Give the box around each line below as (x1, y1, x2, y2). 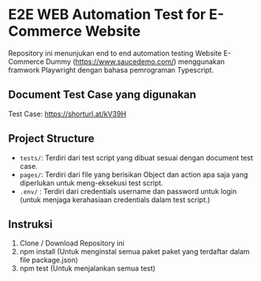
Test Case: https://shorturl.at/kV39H (8, 109, 127, 118)
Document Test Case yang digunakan (8, 88, 197, 102)
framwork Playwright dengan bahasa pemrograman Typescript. (8, 65, 214, 74)
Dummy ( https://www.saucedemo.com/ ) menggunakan (46, 57, 225, 66)
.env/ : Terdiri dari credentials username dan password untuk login (19, 186, 237, 196)
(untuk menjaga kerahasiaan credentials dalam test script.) (19, 195, 211, 204)
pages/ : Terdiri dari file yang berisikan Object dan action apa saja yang (19, 170, 248, 179)
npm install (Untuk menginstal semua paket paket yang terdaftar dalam (19, 247, 250, 257)
